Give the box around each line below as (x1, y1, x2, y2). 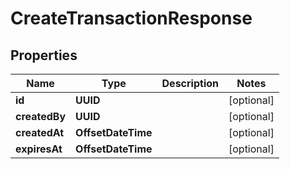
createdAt (15, 126, 65, 139)
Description (161, 77, 219, 90)
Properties (10, 47, 78, 64)
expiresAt (15, 142, 63, 156)
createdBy (15, 110, 67, 123)
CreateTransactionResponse (10, 7, 253, 30)
